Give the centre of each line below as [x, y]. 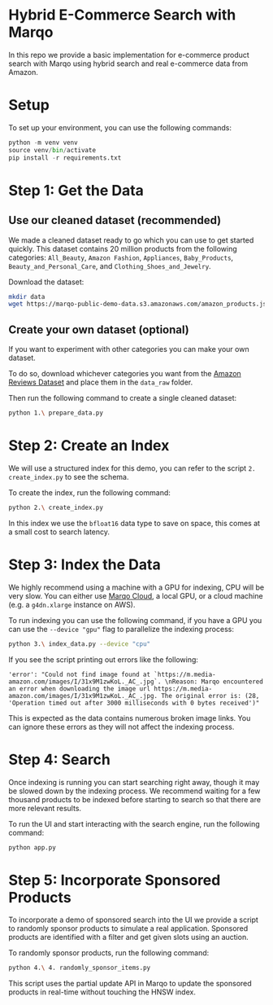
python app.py [32, 847]
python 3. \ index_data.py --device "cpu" [80, 644]
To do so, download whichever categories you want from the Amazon [125, 374]
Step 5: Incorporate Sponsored [115, 880]
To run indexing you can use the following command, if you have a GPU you [135, 620]
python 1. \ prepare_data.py [56, 413]
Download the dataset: [46, 282]
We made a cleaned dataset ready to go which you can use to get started [131, 240]
